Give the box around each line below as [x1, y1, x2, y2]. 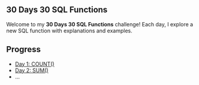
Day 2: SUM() [14, 66, 49, 74]
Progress [6, 44, 41, 54]
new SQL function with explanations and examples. [6, 27, 133, 34]
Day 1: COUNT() [14, 60, 55, 68]
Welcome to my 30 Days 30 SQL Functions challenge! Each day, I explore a [6, 20, 194, 28]
